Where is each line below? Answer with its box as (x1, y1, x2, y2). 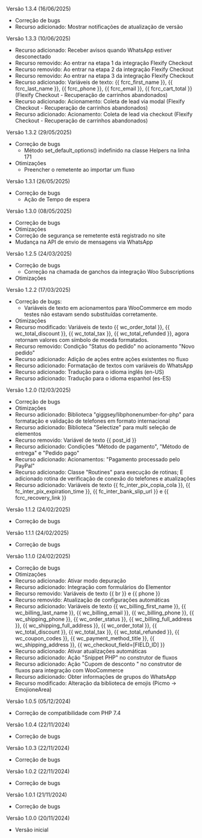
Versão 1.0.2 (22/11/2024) (6, 768, 70, 775)
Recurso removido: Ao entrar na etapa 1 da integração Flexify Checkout (14, 60, 193, 66)
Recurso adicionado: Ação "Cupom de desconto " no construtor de (14, 660, 182, 667)
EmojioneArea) (14, 686, 52, 693)
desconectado (14, 53, 51, 60)
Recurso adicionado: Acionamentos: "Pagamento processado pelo (14, 456, 180, 463)
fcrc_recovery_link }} (14, 494, 67, 501)
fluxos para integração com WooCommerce (14, 667, 124, 674)
